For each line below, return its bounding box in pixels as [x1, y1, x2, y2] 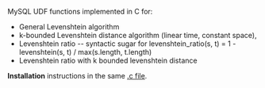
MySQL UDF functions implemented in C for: [7, 7, 153, 16]
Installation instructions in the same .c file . [7, 71, 148, 80]
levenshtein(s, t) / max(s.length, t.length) [18, 48, 152, 56]
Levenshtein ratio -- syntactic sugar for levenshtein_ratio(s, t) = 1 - [18, 39, 236, 48]
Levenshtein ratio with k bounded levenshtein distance [18, 55, 198, 65]
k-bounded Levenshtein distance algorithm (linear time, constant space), [18, 31, 257, 40]
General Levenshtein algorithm [18, 22, 120, 31]
